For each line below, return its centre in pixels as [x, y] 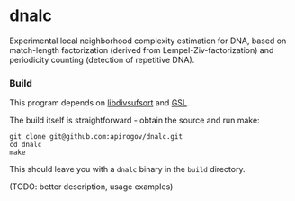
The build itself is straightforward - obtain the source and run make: [134, 120]
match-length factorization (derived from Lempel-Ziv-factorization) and [142, 50]
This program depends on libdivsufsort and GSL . [99, 103]
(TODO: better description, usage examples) [91, 187]
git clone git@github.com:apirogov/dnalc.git [96, 137]
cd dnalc [26, 145]
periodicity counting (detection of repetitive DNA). [102, 59]
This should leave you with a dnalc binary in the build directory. [127, 169]
